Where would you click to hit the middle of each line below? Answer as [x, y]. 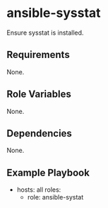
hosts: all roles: [39, 190]
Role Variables [39, 94]
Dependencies [39, 133]
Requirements [38, 55]
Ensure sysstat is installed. [45, 33]
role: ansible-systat [55, 197]
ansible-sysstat [54, 13]
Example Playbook [48, 172]
